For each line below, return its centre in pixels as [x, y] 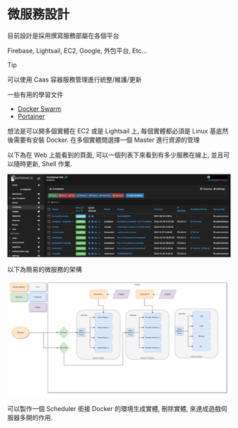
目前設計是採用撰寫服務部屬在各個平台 [63, 35]
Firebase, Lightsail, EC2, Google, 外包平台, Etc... [77, 50]
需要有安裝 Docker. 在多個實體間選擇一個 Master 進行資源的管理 [106, 140]
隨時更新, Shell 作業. [43, 163]
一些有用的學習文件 [35, 94]
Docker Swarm [39, 109]
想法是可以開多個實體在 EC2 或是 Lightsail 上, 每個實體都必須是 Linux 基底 [115, 131]
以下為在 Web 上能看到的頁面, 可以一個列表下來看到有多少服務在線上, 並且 [115, 155]
